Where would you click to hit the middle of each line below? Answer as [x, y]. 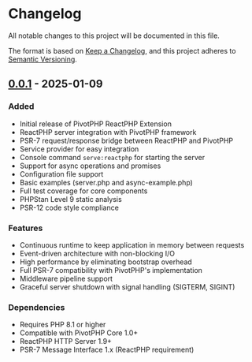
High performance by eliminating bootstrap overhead [106, 262]
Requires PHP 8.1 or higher [63, 325]
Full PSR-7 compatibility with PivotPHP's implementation [111, 270]
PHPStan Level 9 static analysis [70, 199]
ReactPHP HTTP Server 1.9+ [66, 341]
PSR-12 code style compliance [69, 207]
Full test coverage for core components [83, 191]
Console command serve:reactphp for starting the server [112, 157]
